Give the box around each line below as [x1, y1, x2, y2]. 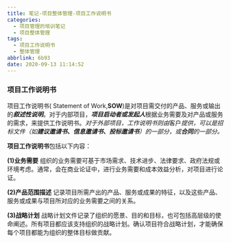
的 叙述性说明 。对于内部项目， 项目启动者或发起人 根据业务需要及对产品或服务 [7, 110, 223, 118]
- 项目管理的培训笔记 [13, 23, 66, 29]
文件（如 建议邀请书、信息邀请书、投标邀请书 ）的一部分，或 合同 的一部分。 [12, 127, 223, 136]
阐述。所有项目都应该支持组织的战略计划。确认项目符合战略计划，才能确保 [12, 220, 223, 228]
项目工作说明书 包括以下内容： [7, 142, 91, 150]
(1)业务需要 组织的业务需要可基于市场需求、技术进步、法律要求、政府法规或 [7, 156, 221, 164]
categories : [7, 16, 41, 23]
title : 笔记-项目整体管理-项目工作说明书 [7, 10, 112, 17]
